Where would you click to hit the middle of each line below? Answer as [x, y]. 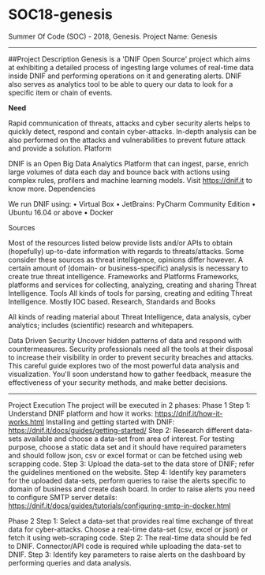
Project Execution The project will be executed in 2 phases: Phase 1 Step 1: [129, 405]
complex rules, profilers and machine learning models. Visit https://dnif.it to [130, 180]
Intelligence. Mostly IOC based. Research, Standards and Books [112, 301]
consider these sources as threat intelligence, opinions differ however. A [125, 259]
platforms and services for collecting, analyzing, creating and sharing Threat [132, 285]
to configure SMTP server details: [63, 497]
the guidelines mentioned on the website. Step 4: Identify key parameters [127, 472]
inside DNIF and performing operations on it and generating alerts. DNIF [125, 76]
